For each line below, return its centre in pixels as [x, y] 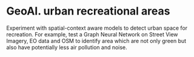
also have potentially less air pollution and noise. [67, 47]
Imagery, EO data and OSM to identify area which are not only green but [96, 41]
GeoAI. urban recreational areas [88, 11]
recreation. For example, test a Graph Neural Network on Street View [92, 34]
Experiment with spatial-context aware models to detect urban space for [97, 28]
